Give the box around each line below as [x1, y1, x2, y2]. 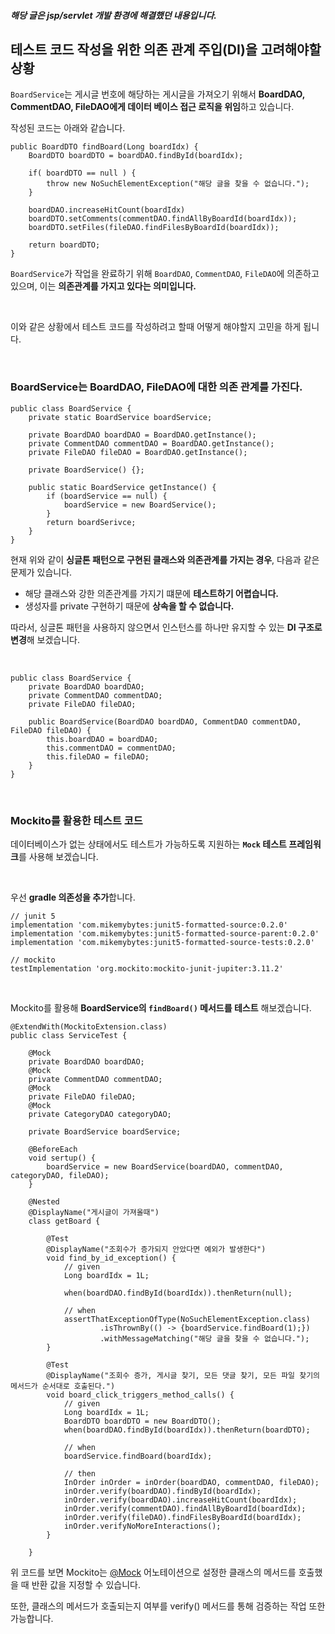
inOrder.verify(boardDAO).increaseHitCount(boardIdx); [63, 1495, 298, 1505]
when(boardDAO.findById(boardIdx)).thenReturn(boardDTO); [63, 1425, 311, 1435]
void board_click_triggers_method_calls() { [46, 1390, 235, 1400]
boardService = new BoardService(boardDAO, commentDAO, [46, 1162, 284, 1172]
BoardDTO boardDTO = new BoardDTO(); [63, 1416, 222, 1426]
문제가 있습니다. [10, 566, 73, 578]
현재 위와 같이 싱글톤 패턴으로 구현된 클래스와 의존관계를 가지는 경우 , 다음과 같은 [10, 553, 320, 565]
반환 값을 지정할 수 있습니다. [31, 1579, 141, 1590]
